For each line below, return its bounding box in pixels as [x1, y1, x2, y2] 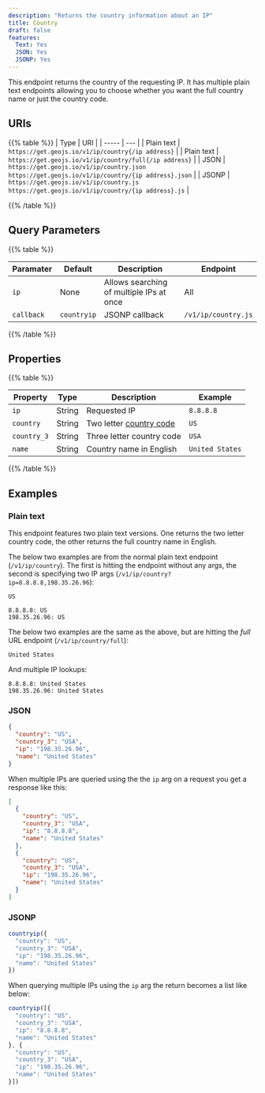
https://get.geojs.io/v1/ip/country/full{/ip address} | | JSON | [8, 155, 226, 164]
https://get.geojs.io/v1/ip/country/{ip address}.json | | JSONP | [8, 170, 230, 179]
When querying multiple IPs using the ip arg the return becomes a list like [8, 981, 248, 990]
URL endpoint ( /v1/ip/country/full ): [8, 636, 129, 644]
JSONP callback [103, 309, 164, 320]
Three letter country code [86, 431, 181, 442]
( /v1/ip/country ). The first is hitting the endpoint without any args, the [8, 561, 237, 569]
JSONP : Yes [15, 56, 51, 64]
